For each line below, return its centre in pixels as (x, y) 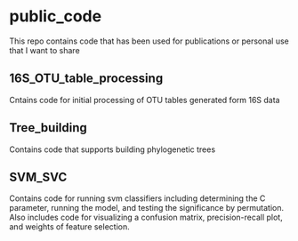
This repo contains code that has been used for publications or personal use (149, 41)
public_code (56, 16)
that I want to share (44, 50)
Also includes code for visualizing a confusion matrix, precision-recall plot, (146, 217)
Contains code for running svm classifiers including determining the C (137, 198)
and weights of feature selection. (70, 227)
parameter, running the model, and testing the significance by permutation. (147, 208)
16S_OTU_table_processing (86, 79)
